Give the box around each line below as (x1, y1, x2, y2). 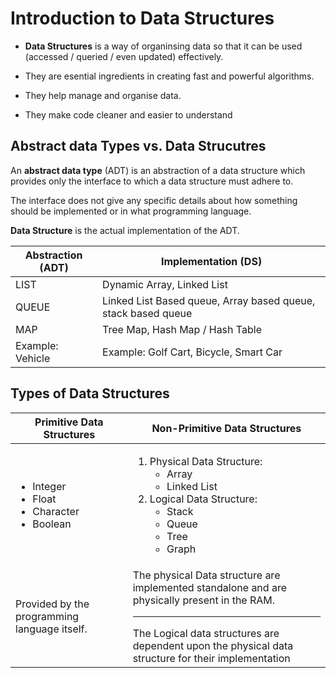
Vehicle (15, 351, 51, 365)
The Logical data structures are (132, 626, 280, 640)
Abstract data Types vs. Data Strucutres (10, 138, 267, 155)
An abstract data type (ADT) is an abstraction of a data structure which (10, 164, 306, 176)
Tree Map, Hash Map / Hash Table (102, 322, 262, 336)
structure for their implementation (132, 651, 291, 665)
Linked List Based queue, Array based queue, (102, 293, 316, 307)
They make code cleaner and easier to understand (24, 108, 233, 121)
